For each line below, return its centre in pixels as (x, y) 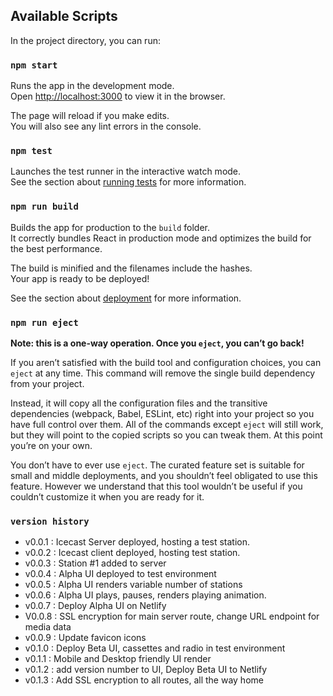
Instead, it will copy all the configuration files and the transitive (139, 403)
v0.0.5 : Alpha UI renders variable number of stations (133, 585)
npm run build (44, 207)
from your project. (47, 383)
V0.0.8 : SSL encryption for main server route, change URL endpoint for (172, 616)
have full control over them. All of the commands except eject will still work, (167, 424)
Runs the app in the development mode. (92, 86)
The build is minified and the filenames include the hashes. (131, 268)
